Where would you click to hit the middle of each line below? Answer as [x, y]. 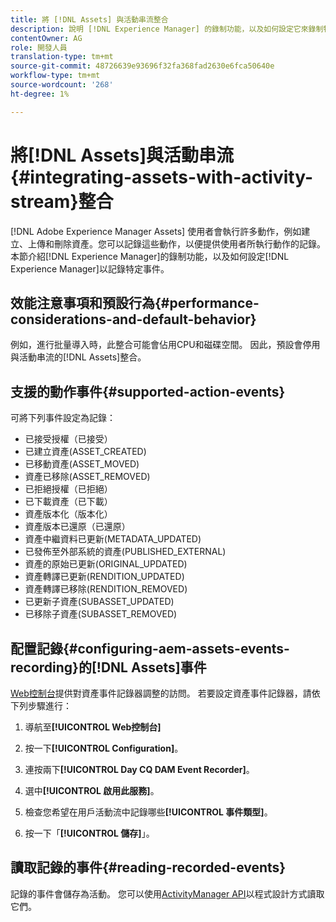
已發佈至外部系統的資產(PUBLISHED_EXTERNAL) [125, 552]
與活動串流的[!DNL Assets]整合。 [78, 357]
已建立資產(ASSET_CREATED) [85, 452]
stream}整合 [62, 201]
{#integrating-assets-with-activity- [162, 177]
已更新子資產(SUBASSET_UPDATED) [99, 602]
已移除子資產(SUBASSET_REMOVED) [101, 614]
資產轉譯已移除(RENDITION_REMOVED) [106, 589]
